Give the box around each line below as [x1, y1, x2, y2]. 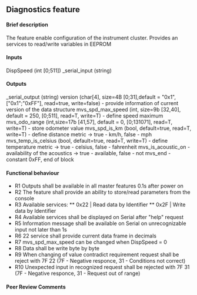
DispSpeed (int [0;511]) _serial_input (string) [6, 67, 112, 74]
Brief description [6, 21, 48, 28]
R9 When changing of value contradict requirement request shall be [14, 251, 179, 258]
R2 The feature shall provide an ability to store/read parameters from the [14, 189, 191, 196]
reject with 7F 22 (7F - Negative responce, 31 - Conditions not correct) [14, 257, 186, 264]
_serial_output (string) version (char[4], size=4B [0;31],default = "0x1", [6, 93, 176, 100]
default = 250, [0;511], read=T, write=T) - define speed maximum [6, 112, 163, 119]
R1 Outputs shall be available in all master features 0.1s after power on [14, 182, 184, 190]
